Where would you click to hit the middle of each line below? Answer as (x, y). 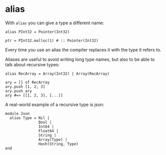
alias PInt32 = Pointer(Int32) (37, 32)
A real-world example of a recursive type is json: (55, 104)
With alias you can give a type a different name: (55, 23)
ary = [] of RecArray (28, 82)
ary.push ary (19, 91)
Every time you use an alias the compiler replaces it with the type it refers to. (83, 50)
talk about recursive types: (32, 64)
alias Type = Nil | (30, 118)
